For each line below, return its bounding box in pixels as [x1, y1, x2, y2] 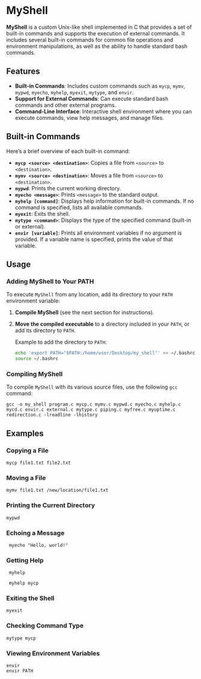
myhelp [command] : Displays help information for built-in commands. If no [14, 197, 194, 205]
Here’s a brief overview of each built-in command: [6, 148, 130, 155]
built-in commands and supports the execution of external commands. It [6, 29, 185, 37]
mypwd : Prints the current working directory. [14, 184, 121, 192]
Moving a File [6, 473, 46, 482]
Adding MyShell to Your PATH [6, 277, 94, 286]
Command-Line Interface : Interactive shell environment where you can [14, 107, 192, 115]
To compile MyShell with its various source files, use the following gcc [6, 383, 178, 390]
